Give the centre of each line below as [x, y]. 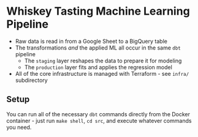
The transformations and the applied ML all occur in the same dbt [98, 48]
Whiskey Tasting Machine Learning [98, 11]
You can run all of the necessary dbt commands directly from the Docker [98, 114]
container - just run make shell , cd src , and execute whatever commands [99, 120]
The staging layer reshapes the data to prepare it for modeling [103, 61]
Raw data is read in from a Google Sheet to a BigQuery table [91, 41]
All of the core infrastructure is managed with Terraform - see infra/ [102, 73]
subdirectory [31, 80]
